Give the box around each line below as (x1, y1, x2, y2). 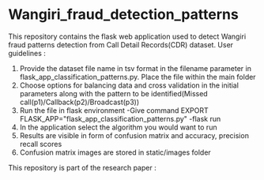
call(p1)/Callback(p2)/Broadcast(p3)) (19, 97, 140, 107)
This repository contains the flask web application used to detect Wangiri (8, 32, 247, 41)
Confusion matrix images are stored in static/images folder (19, 148, 211, 157)
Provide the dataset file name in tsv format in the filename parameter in (19, 63, 251, 73)
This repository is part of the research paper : (8, 163, 157, 172)
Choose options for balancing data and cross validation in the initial (19, 81, 239, 90)
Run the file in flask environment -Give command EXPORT (19, 105, 209, 115)
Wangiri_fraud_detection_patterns (8, 6, 239, 24)
